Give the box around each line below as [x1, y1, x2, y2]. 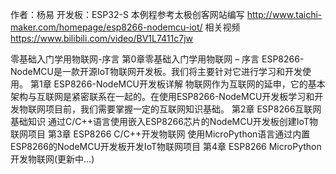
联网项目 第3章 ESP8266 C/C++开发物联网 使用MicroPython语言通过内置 [10, 128, 311, 140]
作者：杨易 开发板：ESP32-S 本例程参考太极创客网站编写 [10, 9, 245, 20]
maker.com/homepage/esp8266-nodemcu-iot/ [10, 21, 203, 33]
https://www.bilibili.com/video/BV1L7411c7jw [10, 33, 194, 44]
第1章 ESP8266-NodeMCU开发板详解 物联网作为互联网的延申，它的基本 [29, 78, 326, 90]
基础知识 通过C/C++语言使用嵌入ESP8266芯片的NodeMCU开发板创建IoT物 [10, 116, 318, 127]
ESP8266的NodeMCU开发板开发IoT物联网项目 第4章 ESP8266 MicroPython [10, 141, 322, 152]
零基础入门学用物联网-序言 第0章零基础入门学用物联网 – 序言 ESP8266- [10, 53, 305, 65]
